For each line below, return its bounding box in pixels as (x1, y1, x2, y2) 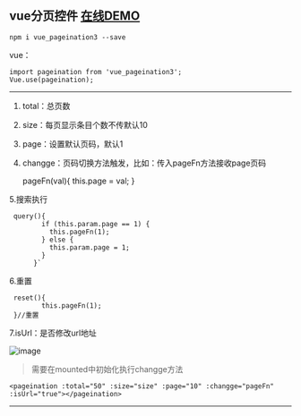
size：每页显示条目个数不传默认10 (21, 119, 148, 130)
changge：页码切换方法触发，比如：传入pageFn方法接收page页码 (21, 157, 267, 168)
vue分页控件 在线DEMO (9, 8, 141, 24)
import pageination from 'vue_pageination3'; (9, 67, 182, 76)
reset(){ (13, 293, 47, 302)
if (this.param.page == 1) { (41, 219, 150, 228)
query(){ (13, 211, 47, 221)
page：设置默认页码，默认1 (21, 138, 124, 149)
